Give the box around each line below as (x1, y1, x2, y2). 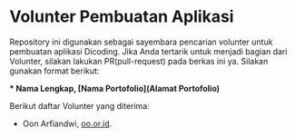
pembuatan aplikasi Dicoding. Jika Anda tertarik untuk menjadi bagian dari (9, 45, 288, 56)
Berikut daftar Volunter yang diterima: (9, 100, 150, 111)
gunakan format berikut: (9, 65, 100, 76)
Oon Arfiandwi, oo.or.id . (22, 118, 113, 129)
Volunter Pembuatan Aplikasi (9, 6, 234, 27)
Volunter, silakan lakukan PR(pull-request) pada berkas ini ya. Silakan (9, 55, 269, 66)
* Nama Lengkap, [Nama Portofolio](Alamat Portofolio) (9, 83, 221, 94)
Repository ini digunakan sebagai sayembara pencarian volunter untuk (9, 36, 273, 47)
